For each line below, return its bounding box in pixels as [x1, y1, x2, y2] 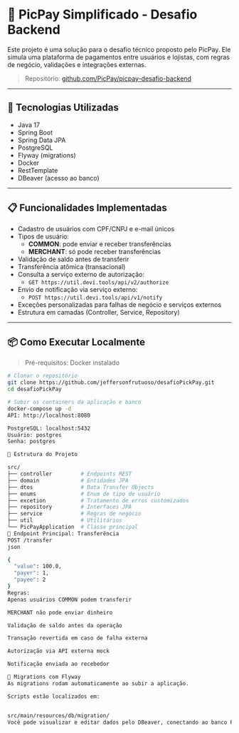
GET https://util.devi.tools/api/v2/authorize [28, 278, 169, 286]
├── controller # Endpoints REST [7, 470, 132, 477]
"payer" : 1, [14, 570, 50, 577]
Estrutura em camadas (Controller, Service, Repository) [17, 308, 180, 316]
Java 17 [17, 121, 41, 129]
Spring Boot [17, 128, 53, 136]
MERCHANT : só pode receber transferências [28, 247, 161, 256]
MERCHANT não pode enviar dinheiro [7, 609, 113, 616]
